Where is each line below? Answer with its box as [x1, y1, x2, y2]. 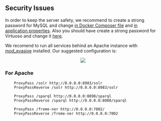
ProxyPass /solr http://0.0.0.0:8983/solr [14, 81, 103, 86]
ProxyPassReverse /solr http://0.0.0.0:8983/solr [14, 85, 119, 90]
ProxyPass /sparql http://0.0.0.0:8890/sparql [14, 94, 112, 99]
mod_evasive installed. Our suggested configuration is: [5, 48, 117, 54]
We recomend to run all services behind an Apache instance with [5, 42, 138, 49]
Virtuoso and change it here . [5, 33, 63, 39]
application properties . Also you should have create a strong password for [5, 27, 156, 34]
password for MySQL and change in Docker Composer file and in [5, 22, 138, 28]
